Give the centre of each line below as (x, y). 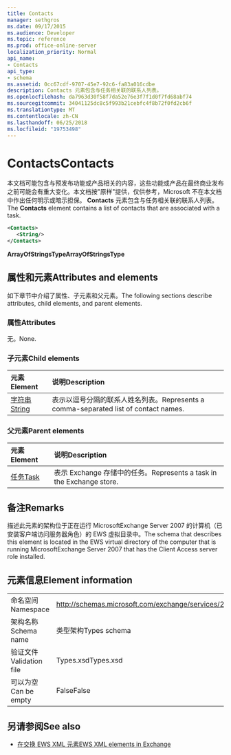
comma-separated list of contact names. (118, 409)
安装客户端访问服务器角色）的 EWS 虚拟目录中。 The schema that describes (114, 534)
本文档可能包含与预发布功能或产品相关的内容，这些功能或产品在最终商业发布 (115, 183)
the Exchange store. (86, 482)
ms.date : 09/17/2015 (37, 26)
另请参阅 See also (44, 726)
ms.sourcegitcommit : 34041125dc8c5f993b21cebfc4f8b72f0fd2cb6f (100, 104)
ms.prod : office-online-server (52, 46)
